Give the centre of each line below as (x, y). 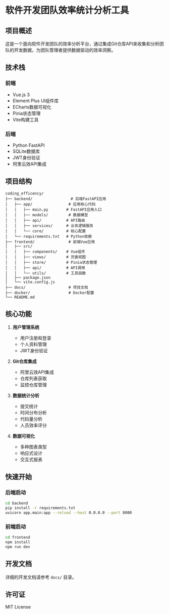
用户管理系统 (26, 327)
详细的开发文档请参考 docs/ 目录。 (41, 577)
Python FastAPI (29, 145)
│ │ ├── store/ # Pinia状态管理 (51, 262)
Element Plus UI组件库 (36, 100)
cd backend (17, 503)
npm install (18, 542)
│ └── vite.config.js (30, 282)
